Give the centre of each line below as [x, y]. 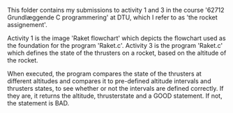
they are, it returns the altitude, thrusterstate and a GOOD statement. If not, [115, 96]
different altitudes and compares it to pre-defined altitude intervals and [109, 81]
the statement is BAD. [38, 103]
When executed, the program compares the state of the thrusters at [105, 73]
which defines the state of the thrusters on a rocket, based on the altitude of [117, 53]
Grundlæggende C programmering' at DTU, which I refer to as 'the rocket [112, 17]
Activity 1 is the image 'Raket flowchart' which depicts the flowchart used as [116, 38]
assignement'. [27, 25]
